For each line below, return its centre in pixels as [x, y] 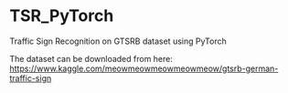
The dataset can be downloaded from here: [91, 58]
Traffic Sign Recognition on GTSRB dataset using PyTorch [118, 41]
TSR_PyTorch [62, 16]
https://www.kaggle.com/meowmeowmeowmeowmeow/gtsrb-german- [144, 68]
